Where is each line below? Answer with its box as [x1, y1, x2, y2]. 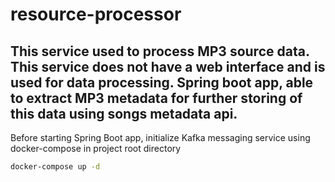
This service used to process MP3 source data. [10, 43, 310, 60]
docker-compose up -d [10, 162, 101, 172]
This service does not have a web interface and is [10, 58, 326, 75]
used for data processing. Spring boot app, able [10, 74, 314, 91]
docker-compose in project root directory [10, 143, 182, 154]
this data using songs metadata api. [10, 105, 238, 122]
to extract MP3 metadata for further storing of [10, 89, 303, 107]
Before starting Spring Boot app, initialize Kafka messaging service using [10, 132, 311, 143]
